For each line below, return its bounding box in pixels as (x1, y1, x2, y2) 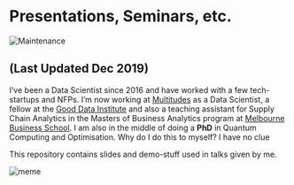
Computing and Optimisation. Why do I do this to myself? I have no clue (9, 131, 270, 143)
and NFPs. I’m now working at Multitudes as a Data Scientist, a (41, 94, 270, 104)
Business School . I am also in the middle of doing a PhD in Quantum (9, 122, 257, 133)
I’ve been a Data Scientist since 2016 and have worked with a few (9, 84, 249, 95)
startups (9, 94, 40, 104)
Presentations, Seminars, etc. (9, 6, 232, 27)
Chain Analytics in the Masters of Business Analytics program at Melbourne (9, 112, 285, 123)
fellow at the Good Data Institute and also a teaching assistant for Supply (9, 104, 275, 114)
